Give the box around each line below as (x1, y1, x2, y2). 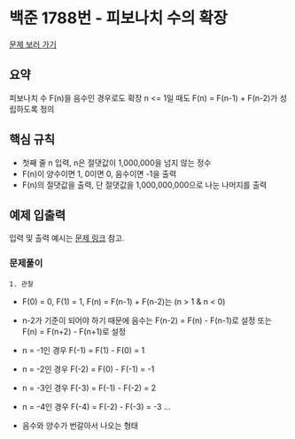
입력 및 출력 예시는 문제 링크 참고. (9, 233, 125, 243)
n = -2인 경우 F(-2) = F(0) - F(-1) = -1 (21, 364, 155, 374)
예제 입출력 (9, 207, 66, 222)
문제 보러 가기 (9, 39, 58, 50)
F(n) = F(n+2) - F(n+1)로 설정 (21, 326, 127, 336)
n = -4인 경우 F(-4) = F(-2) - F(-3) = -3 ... (21, 401, 171, 412)
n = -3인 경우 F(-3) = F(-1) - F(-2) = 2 (21, 382, 157, 393)
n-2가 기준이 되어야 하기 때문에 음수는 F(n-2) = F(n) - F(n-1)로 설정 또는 (21, 315, 273, 326)
